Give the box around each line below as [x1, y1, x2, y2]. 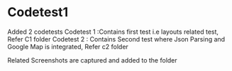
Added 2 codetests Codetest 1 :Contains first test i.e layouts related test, [7, 27, 219, 36]
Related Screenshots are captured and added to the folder [7, 56, 177, 64]
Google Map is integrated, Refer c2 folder [7, 42, 129, 51]
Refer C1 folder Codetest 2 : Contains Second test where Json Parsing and [7, 34, 226, 43]
